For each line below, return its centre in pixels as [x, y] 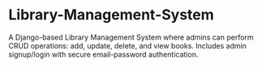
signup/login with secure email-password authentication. [103, 54]
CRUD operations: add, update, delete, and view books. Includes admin [128, 45]
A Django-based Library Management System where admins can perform [131, 37]
